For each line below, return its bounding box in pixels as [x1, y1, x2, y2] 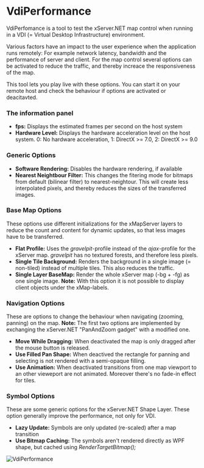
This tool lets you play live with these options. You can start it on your [6, 81, 181, 88]
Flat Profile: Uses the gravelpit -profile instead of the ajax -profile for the [15, 244, 196, 252]
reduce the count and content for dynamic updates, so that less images [6, 226, 186, 233]
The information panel [6, 109, 74, 117]
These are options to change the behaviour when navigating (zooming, [6, 313, 185, 320]
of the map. [6, 68, 35, 76]
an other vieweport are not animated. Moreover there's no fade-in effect [15, 370, 197, 378]
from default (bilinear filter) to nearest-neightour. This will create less [15, 178, 189, 185]
